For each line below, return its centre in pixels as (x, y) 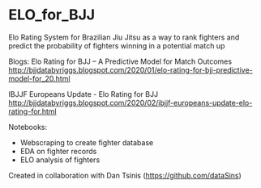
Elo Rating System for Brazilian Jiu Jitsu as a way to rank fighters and (124, 37)
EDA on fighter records (58, 151)
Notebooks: (28, 127)
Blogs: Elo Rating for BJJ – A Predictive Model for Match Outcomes (120, 61)
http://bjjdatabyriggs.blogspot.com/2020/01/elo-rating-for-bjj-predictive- (130, 69)
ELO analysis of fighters (60, 160)
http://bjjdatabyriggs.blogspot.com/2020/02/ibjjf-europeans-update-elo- (130, 102)
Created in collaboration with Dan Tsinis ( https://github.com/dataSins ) (125, 175)
